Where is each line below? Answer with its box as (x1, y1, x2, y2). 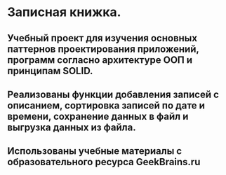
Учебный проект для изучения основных (7, 32, 198, 44)
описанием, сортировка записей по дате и (7, 99, 206, 111)
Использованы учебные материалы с (7, 145, 182, 157)
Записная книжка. (7, 4, 121, 20)
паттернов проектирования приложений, (7, 43, 199, 55)
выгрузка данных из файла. (7, 121, 137, 133)
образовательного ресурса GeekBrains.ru (7, 156, 201, 168)
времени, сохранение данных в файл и (7, 110, 189, 122)
